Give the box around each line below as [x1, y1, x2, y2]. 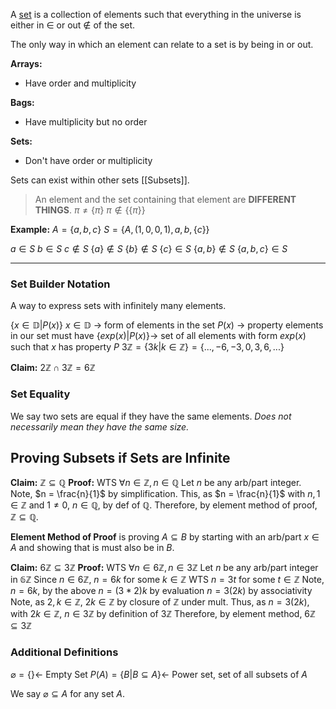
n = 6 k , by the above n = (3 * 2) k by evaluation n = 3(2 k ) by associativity [10, 585, 313, 597]
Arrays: [10, 58, 43, 69]
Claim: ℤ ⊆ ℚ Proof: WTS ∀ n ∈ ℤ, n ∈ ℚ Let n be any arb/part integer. [10, 477, 302, 489]
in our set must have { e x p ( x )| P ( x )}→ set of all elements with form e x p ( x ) [10, 330, 307, 342]
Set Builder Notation [10, 277, 111, 291]
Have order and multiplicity [24, 77, 137, 89]
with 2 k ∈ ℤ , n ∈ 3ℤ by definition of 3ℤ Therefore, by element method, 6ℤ [10, 608, 316, 620]
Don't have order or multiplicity [24, 155, 153, 166]
